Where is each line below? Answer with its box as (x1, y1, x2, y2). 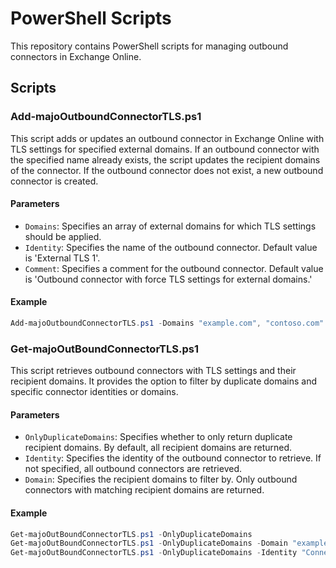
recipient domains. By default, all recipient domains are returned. (24, 442, 293, 454)
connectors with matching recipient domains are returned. (24, 484, 265, 496)
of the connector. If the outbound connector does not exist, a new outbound (10, 164, 324, 176)
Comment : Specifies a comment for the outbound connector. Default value (24, 262, 324, 274)
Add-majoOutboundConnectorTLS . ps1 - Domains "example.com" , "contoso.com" (10, 318, 325, 329)
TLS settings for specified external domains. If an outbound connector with (10, 143, 320, 155)
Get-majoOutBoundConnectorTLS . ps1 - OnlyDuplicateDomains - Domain (10, 538, 288, 549)
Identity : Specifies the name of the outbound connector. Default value (24, 241, 318, 253)
